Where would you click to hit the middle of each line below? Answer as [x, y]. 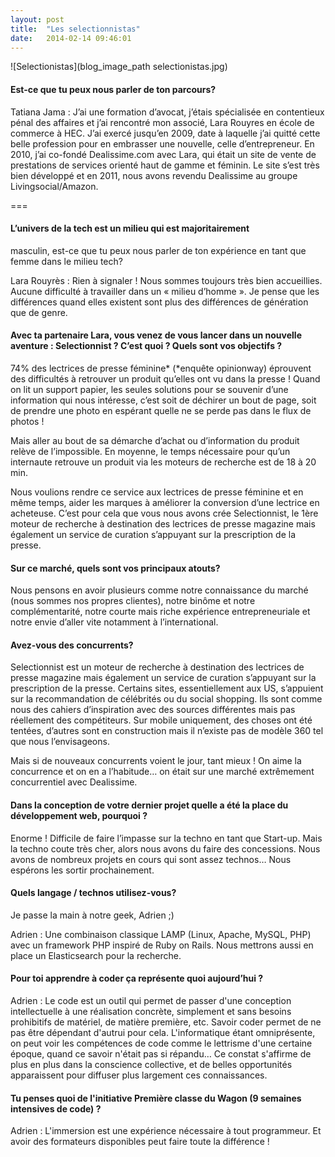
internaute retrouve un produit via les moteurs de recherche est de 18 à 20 [163, 462]
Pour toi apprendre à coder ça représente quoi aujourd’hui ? [137, 978]
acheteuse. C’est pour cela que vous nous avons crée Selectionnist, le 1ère [164, 513]
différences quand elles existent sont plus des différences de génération [159, 302]
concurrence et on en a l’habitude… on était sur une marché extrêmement [162, 772]
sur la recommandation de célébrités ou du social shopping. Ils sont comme [166, 699]
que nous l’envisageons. [60, 742]
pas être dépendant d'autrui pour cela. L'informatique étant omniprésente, [163, 1032]
